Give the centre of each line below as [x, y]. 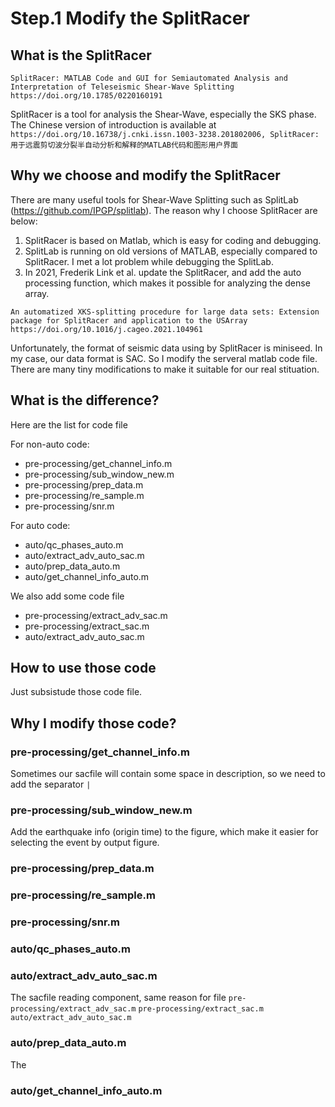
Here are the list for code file [69, 424]
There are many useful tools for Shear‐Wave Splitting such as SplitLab [154, 199]
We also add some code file [67, 596]
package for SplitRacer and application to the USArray [129, 320]
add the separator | [51, 784]
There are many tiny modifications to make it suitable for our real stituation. [165, 369]
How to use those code [83, 668]
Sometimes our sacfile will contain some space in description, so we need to [168, 774]
